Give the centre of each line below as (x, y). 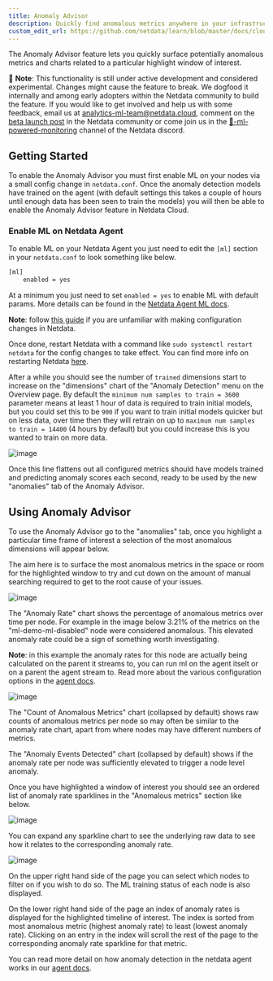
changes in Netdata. (42, 328)
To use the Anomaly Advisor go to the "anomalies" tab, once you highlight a (135, 532)
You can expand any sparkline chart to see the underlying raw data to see (132, 836)
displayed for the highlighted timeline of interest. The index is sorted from (131, 918)
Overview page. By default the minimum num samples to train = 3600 (124, 394)
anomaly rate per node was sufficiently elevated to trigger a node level (127, 763)
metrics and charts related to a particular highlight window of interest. (125, 63)
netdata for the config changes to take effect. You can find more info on (129, 353)
